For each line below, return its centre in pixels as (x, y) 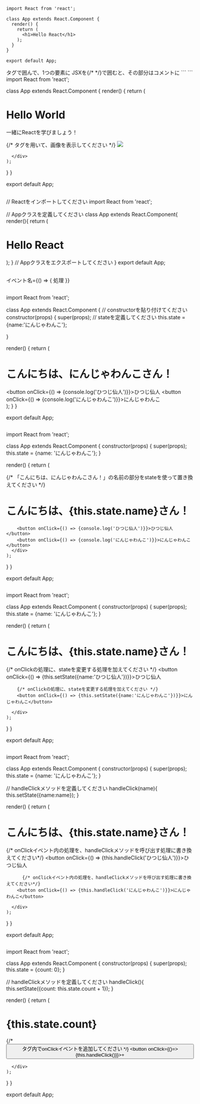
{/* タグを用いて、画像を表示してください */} (61, 145)
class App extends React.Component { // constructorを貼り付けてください (97, 310)
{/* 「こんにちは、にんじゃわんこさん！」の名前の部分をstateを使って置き (97, 477)
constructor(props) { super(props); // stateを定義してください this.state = (96, 317)
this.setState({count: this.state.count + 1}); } (60, 988)
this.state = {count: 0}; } (36, 969)
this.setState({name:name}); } (43, 795)
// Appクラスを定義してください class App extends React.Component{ (92, 214)
